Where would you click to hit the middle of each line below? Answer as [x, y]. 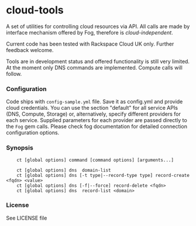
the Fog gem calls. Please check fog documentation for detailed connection [97, 127]
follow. [14, 74]
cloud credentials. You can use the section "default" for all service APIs [92, 108]
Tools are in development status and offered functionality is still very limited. [98, 61]
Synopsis [20, 148]
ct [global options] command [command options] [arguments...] [95, 160]
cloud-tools [35, 10]
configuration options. [33, 133]
